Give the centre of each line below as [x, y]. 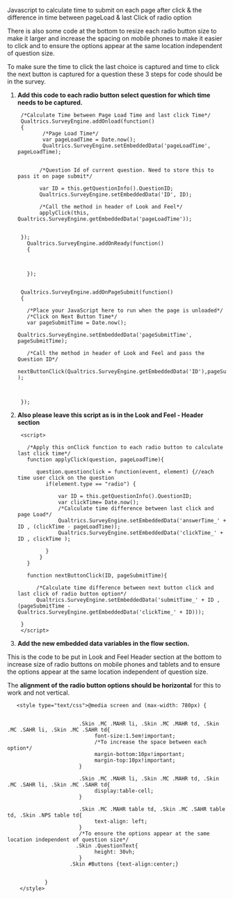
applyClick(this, [64, 213]
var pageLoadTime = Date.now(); [89, 139]
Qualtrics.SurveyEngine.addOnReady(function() [96, 243]
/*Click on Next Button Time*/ [72, 317]
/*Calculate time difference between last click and [136, 508]
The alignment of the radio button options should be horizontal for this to [114, 685]
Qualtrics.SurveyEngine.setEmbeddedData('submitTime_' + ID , [128, 600]
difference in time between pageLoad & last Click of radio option [99, 17]
